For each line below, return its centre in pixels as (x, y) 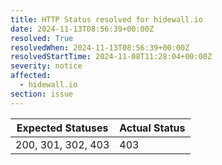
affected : (31, 76)
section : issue (42, 94)
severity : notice (46, 66)
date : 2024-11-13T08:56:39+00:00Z (82, 29)
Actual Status (152, 128)
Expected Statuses (62, 128)
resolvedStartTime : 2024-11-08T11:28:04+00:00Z (111, 57)
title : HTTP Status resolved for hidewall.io (106, 19)
